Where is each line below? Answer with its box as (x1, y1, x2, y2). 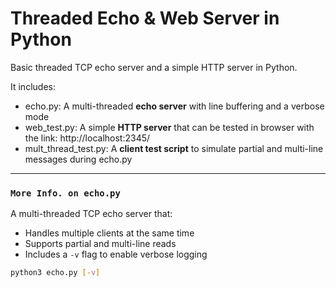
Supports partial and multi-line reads (24, 238, 177, 250)
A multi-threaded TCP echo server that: (10, 208, 173, 220)
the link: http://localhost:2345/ (24, 132, 151, 144)
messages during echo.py (24, 153, 133, 165)
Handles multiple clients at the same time (24, 227, 195, 239)
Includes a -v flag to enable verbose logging (24, 248, 208, 261)
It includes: (10, 80, 56, 92)
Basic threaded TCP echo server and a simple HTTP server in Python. (10, 61, 298, 73)
